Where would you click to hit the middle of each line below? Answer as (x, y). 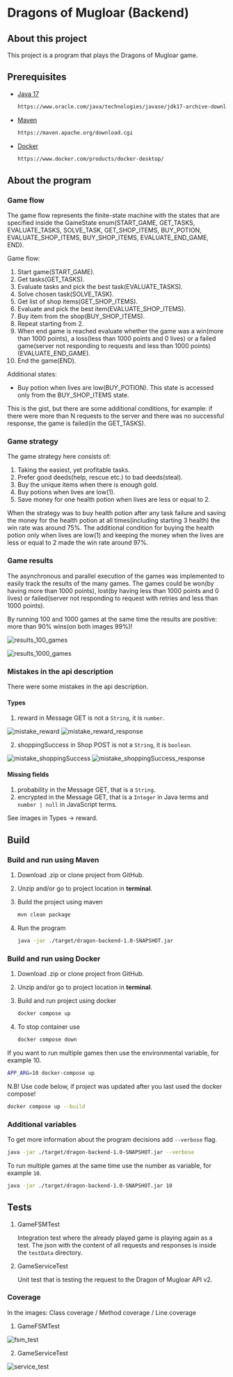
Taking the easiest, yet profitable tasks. (73, 470)
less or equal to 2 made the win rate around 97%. (78, 543)
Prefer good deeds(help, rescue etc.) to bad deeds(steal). (100, 478)
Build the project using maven (60, 902)
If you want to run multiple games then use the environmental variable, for (113, 1053)
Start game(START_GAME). (56, 272)
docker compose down (47, 1040)
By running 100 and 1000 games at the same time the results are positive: (112, 619)
